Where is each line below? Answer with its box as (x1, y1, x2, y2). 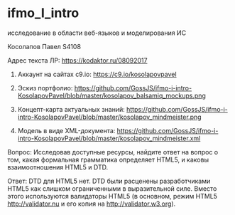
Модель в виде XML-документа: (17, 126, 116, 135)
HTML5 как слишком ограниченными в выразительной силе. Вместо (7, 184, 217, 193)
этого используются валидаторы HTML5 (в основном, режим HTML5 (7, 192, 218, 200)
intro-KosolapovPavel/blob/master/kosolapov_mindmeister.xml (17, 134, 201, 142)
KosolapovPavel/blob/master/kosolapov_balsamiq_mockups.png (17, 91, 206, 100)
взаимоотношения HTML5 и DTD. (7, 162, 109, 172)
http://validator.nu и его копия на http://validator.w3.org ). (7, 199, 176, 208)
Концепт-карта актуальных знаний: (17, 105, 126, 113)
